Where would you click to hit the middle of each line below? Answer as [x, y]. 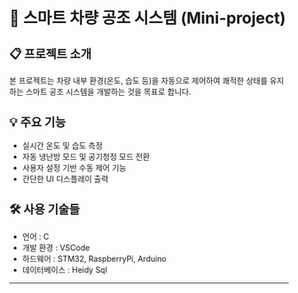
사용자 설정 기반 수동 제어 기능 [74, 167]
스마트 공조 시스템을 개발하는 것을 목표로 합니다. [108, 91]
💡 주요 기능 [38, 122]
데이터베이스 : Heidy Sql [65, 269]
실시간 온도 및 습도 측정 [63, 145]
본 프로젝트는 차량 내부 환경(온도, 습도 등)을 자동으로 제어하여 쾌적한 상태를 [138, 80]
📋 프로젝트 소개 [50, 54]
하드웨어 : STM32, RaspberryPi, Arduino [94, 258]
